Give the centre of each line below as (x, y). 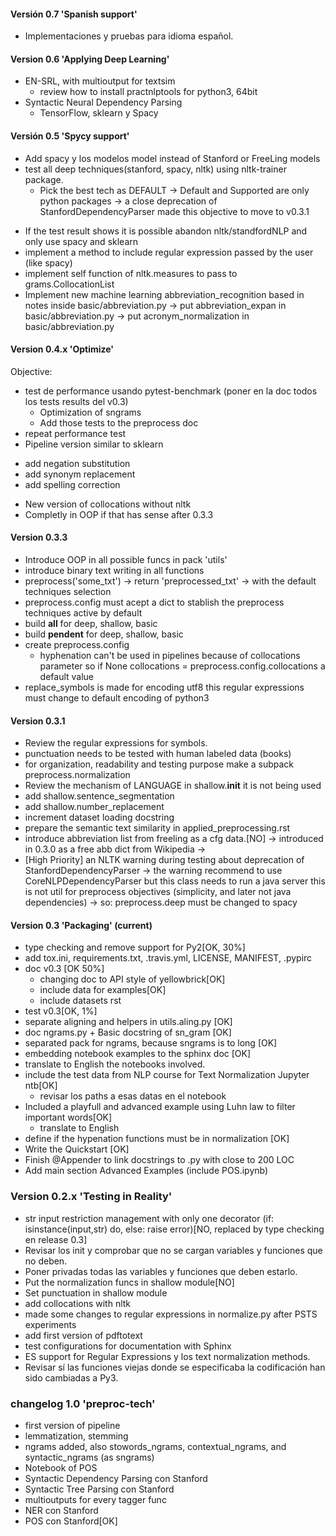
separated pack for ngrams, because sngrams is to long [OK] (151, 1043)
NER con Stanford (61, 1511)
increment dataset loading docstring (99, 817)
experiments (50, 1324)
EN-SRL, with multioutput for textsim (100, 81)
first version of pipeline (72, 1426)
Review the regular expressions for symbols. (116, 743)
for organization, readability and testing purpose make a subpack (159, 764)
